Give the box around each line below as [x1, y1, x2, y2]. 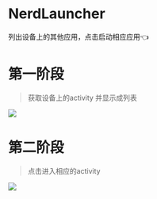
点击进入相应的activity [27, 166, 101, 175]
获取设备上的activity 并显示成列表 [27, 93, 137, 102]
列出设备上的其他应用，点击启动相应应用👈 [8, 32, 149, 41]
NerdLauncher [8, 5, 105, 23]
